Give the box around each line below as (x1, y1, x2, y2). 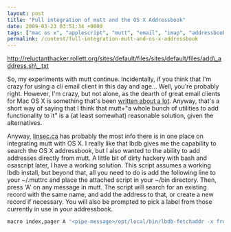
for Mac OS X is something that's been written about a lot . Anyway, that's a (7, 97, 220, 105)
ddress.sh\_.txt (7, 62, 49, 70)
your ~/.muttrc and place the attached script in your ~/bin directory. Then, (7, 176, 217, 184)
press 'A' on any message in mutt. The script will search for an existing (7, 183, 208, 192)
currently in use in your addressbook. (7, 205, 113, 213)
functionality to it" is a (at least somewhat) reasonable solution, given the (7, 111, 214, 120)
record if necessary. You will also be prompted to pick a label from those (7, 198, 212, 206)
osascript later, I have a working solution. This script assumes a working (7, 161, 212, 170)
